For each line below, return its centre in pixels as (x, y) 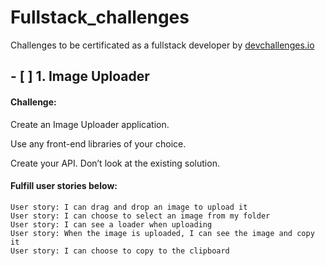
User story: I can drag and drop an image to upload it (129, 207)
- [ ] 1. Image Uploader (80, 76)
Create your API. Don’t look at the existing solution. (115, 163)
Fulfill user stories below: (64, 186)
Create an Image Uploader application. (90, 124)
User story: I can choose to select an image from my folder (140, 216)
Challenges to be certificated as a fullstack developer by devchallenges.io (162, 45)
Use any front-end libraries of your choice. (98, 143)
